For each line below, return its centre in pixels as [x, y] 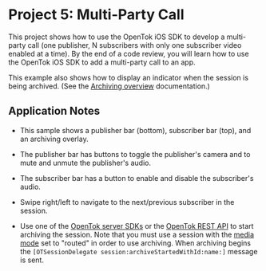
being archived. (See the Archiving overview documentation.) [109, 86]
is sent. [32, 260]
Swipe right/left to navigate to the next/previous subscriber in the [127, 202]
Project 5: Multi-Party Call [97, 15]
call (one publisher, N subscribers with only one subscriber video [135, 45]
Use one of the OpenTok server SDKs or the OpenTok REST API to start [137, 226]
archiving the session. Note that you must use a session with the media [137, 234]
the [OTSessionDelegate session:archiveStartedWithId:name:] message [139, 251]
